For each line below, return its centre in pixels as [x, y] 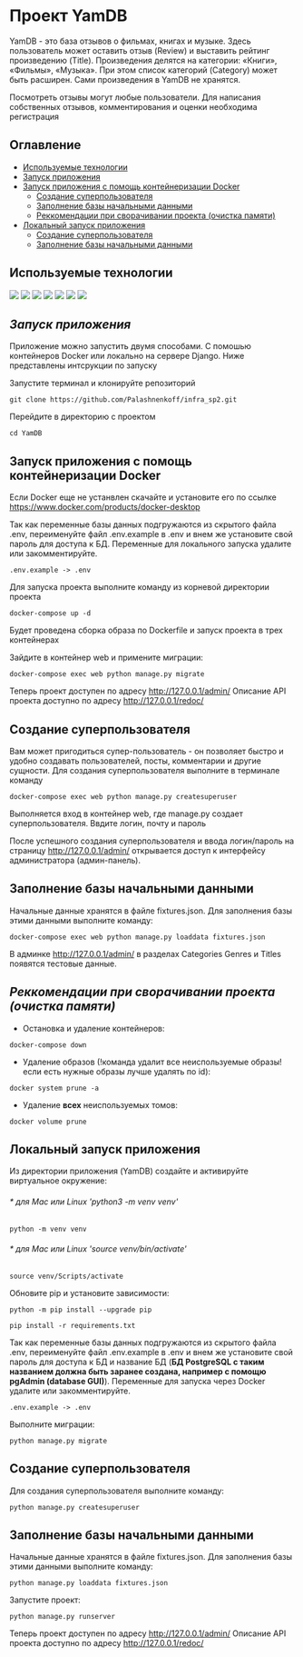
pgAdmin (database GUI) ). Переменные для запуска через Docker [137, 1381]
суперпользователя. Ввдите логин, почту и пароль [108, 823]
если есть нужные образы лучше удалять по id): [117, 1071]
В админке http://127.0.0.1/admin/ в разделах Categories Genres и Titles [145, 953]
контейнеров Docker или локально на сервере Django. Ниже [127, 356]
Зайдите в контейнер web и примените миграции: [107, 658]
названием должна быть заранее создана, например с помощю [138, 1371]
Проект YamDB [68, 16]
